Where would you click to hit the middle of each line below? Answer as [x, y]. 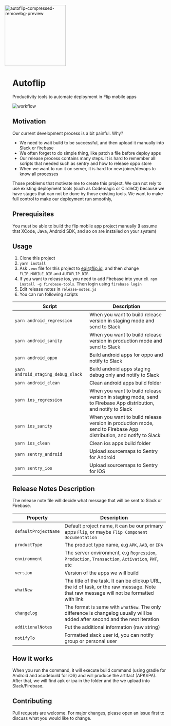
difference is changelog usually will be [108, 613]
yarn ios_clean [32, 443]
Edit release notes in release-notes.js [58, 289]
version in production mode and [126, 341]
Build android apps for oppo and [126, 355]
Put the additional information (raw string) [112, 627]
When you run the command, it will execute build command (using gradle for [89, 670]
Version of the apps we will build [102, 573]
